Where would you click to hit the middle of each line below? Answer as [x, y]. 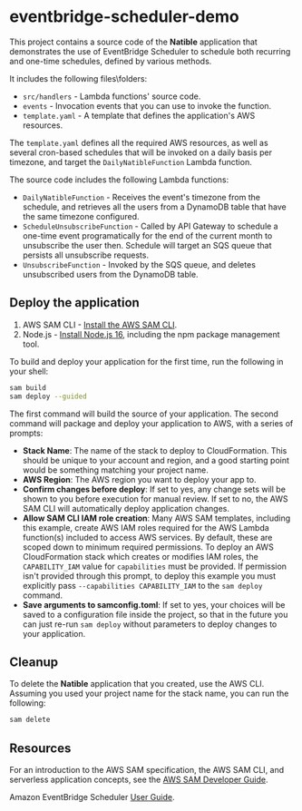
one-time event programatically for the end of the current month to [147, 235]
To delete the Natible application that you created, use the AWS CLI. [137, 684]
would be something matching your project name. [115, 470]
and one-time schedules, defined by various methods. [111, 61]
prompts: [26, 433]
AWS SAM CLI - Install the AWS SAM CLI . [100, 325]
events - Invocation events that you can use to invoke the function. [147, 105]
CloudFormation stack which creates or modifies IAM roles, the [140, 556]
